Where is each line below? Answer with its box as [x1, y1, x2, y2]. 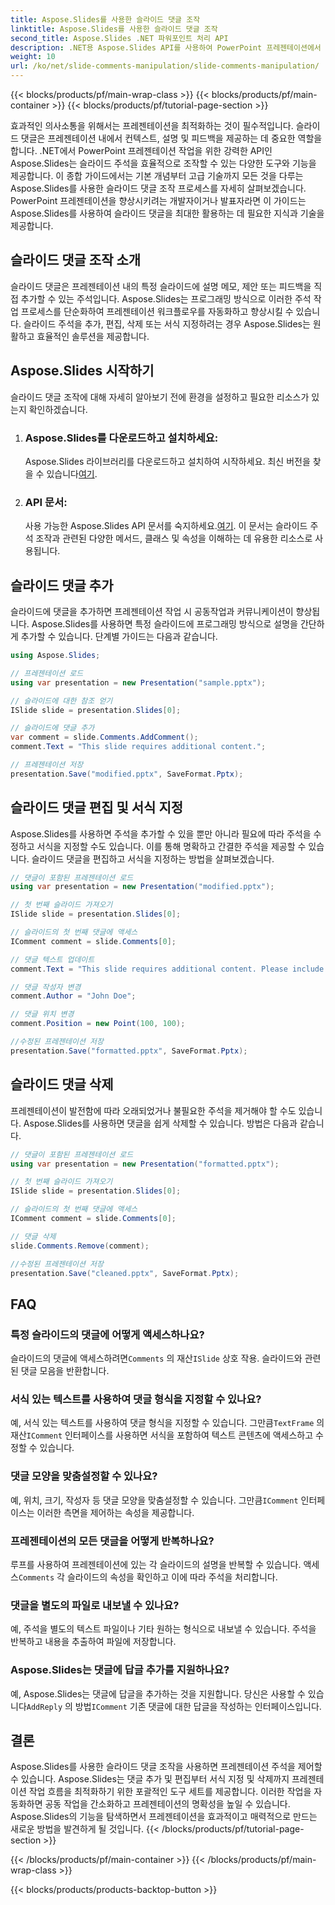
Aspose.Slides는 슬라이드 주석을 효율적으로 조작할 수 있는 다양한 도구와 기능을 [10, 157, 317, 169]
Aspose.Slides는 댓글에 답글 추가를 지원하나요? [10, 1663, 230, 1677]
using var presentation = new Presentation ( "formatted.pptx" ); [10, 1159, 280, 1169]
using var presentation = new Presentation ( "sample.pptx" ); [10, 677, 267, 688]
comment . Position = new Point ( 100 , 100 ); [10, 1019, 186, 1029]
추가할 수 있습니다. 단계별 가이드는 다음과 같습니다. [20, 631, 218, 643]
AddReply [26, 1702, 63, 1712]
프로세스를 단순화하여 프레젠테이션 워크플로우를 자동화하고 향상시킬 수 [20, 305, 294, 317]
